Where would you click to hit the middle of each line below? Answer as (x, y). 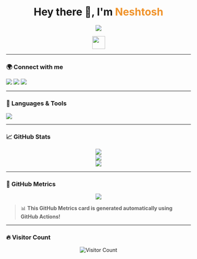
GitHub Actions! (40, 217)
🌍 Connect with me (35, 67)
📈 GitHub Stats (28, 137)
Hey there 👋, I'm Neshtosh (98, 12)
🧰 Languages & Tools (36, 103)
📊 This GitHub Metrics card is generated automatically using (96, 208)
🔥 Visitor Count (28, 237)
